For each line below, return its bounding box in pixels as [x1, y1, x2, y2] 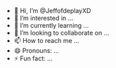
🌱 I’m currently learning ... [13, 22, 89, 29]
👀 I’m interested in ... [13, 14, 74, 22]
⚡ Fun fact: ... [13, 54, 53, 62]
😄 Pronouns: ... [13, 46, 60, 55]
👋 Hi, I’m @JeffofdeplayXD [13, 7, 91, 15]
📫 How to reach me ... [13, 37, 79, 44]
